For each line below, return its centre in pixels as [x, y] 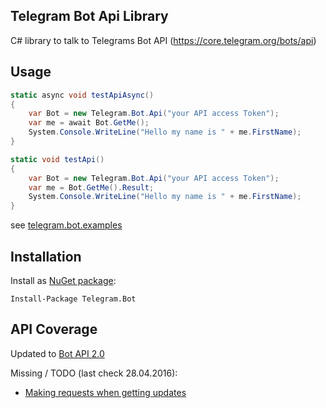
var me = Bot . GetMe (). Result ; [91, 187]
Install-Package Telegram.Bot [73, 299]
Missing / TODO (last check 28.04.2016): [94, 373]
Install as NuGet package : [63, 280]
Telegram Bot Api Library [89, 16]
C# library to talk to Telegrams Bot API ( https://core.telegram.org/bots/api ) [163, 40]
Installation [46, 256]
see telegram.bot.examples [66, 225]
